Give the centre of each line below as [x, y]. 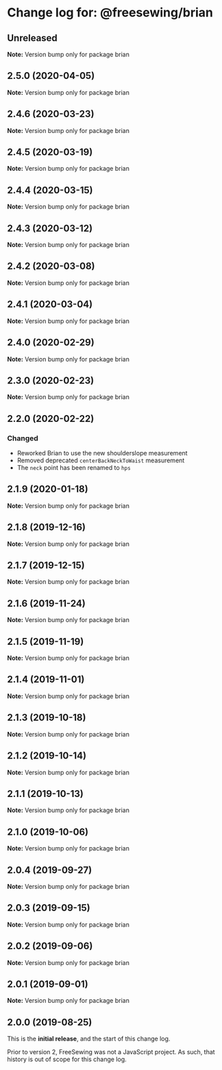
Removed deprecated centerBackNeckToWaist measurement [101, 460]
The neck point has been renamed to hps [74, 467]
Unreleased [33, 38]
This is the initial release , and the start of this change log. [89, 1039]
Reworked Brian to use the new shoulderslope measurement [102, 453]
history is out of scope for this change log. [67, 1059]
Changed [23, 438]
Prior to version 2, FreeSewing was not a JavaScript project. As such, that [111, 1052]
